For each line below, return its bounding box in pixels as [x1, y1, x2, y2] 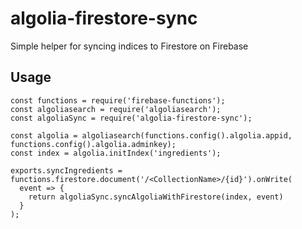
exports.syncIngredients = [10, 165, 123, 176]
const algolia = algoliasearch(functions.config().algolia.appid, [10, 130, 293, 141]
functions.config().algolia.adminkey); [10, 139, 177, 149]
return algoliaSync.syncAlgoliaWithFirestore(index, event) [28, 192, 284, 202]
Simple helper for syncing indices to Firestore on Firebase [10, 40, 249, 52]
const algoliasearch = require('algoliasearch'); [10, 104, 222, 114]
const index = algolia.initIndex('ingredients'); [10, 148, 222, 158]
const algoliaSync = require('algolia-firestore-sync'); [10, 113, 253, 123]
